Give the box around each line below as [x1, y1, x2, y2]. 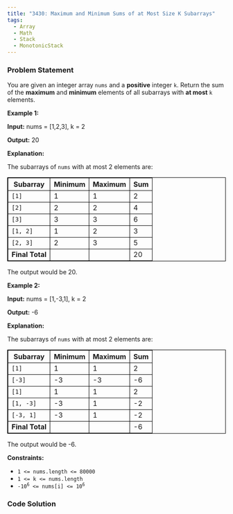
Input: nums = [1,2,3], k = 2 [7, 123, 85, 131]
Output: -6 [7, 308, 39, 317]
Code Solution [7, 499, 57, 509]
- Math [13, 29, 33, 37]
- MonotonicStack [13, 42, 64, 49]
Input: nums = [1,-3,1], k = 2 [7, 295, 87, 303]
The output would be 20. [7, 268, 78, 276]
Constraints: [7, 454, 44, 462]
